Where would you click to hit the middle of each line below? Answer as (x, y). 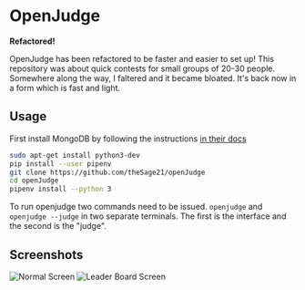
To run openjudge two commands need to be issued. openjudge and (136, 207)
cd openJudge (34, 181)
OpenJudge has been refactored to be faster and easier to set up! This (142, 58)
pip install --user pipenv (61, 164)
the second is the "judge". (58, 226)
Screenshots (46, 255)
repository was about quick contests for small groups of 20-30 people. (142, 68)
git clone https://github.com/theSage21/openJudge (107, 172)
